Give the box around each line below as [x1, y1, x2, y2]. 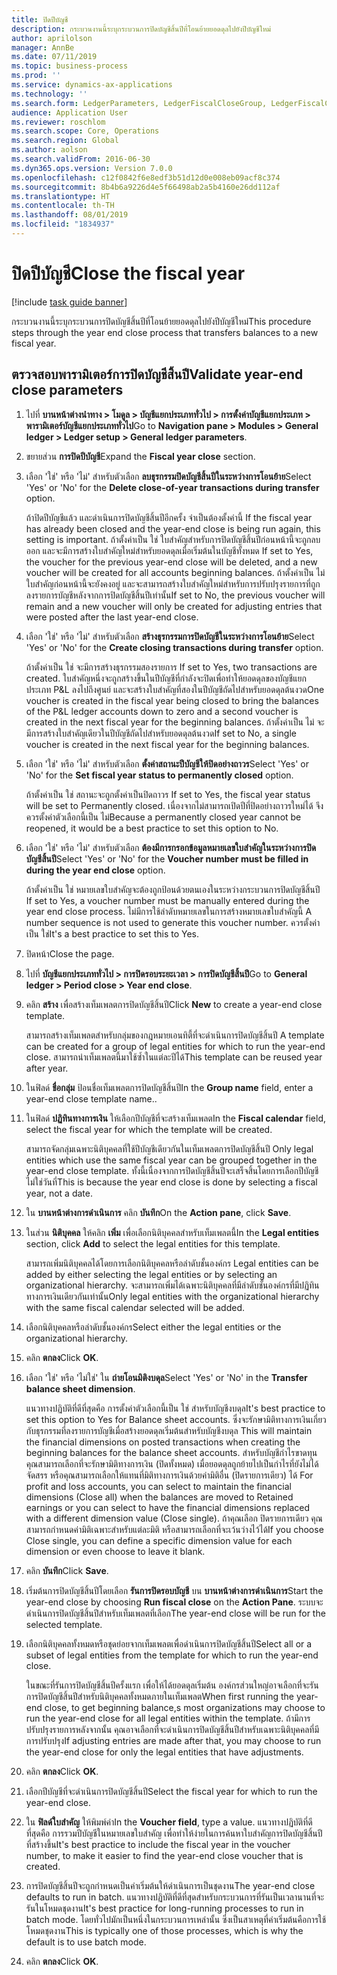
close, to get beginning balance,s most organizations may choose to [44, 1701, 326, 1713]
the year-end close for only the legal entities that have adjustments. [25, 1746, 304, 1758]
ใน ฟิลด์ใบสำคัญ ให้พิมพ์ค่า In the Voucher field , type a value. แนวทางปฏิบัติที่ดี [25, 1816, 313, 1828]
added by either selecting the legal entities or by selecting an [25, 1268, 278, 1280]
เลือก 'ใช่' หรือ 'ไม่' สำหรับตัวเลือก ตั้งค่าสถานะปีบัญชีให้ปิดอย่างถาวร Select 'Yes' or [25, 757, 309, 770]
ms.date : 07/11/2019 [11, 52, 98, 62]
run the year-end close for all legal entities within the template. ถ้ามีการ [25, 1712, 311, 1724]
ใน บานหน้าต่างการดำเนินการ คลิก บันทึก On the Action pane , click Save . [25, 1206, 292, 1218]
